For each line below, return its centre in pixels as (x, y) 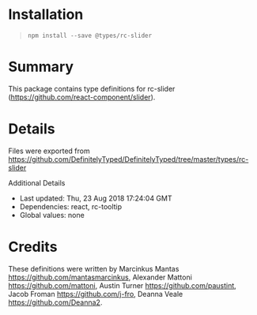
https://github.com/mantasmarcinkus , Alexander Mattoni (100, 277)
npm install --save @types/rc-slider (90, 36)
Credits (33, 247)
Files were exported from (49, 151)
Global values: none (52, 215)
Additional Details (37, 182)
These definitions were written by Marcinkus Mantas (94, 268)
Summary (41, 67)
